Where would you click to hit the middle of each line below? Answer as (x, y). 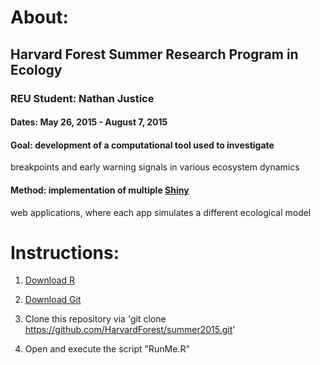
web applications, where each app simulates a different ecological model (161, 212)
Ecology (36, 69)
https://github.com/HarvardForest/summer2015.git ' (130, 330)
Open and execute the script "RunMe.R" (107, 349)
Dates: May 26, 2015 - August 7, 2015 (89, 122)
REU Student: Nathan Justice (82, 98)
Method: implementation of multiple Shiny (100, 190)
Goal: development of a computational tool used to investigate (142, 145)
